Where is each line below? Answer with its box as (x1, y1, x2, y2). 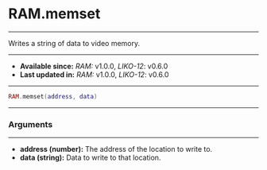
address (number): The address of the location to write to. (19, 145, 213, 154)
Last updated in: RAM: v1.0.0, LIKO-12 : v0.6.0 (19, 69, 169, 79)
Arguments (8, 118, 53, 129)
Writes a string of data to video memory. (8, 38, 141, 48)
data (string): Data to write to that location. (19, 153, 161, 163)
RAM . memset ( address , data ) (8, 92, 98, 100)
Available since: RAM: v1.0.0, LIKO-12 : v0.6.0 (19, 61, 168, 71)
